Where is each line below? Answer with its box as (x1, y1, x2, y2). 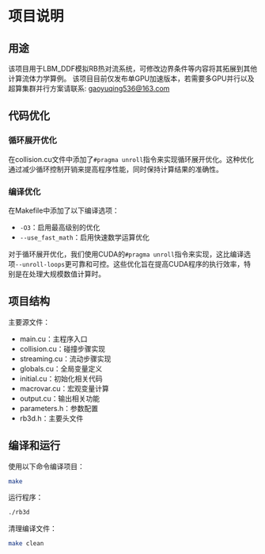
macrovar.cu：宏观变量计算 (19, 383, 109, 393)
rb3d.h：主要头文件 (19, 414, 84, 423)
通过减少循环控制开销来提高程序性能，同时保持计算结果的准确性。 (8, 164, 223, 174)
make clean (8, 540, 44, 548)
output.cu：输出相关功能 (19, 394, 100, 403)
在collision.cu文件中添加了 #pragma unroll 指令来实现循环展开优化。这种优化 (8, 154, 255, 164)
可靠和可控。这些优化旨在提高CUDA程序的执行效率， (71, 259, 244, 268)
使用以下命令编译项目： (8, 461, 85, 471)
